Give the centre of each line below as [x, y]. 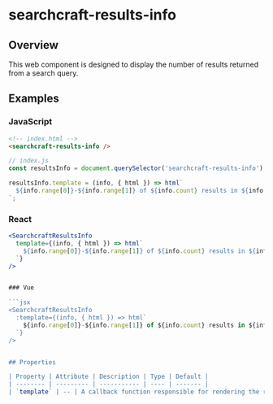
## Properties [32, 362]
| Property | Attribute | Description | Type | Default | [108, 377]
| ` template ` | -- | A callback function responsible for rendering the [134, 392]
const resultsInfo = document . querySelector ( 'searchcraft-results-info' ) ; [138, 168]
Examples [34, 99]
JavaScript [30, 122]
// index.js [28, 161]
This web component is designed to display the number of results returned [134, 64]
